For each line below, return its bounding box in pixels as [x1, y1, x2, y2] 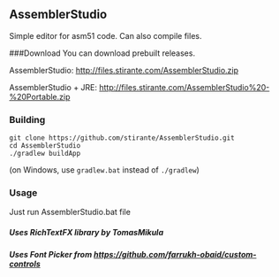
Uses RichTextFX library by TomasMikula [9, 227, 164, 237]
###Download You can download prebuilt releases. [9, 48, 196, 58]
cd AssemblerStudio [9, 142, 81, 150]
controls [9, 258, 41, 269]
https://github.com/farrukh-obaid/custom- [94, 250, 257, 260]
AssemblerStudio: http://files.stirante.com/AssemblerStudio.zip [9, 65, 239, 75]
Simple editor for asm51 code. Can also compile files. [9, 30, 202, 41]
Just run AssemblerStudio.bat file [9, 207, 131, 218]
